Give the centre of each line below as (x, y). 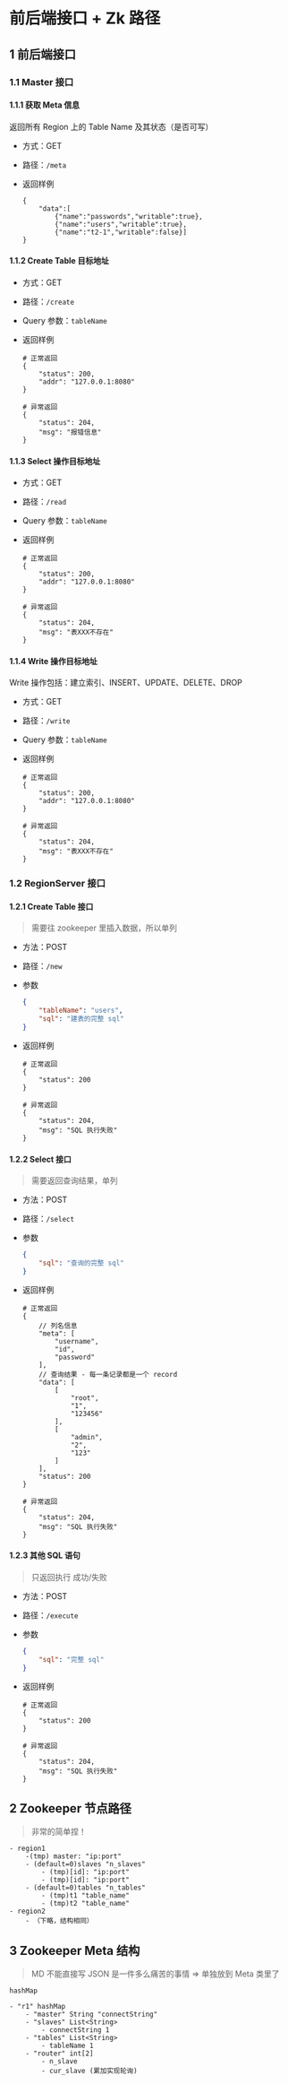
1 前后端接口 (43, 54)
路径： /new (42, 966)
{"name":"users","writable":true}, (121, 224)
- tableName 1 (68, 2046)
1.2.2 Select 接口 (40, 1159)
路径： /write (46, 721)
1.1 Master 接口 (42, 82)
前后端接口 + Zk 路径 (85, 18)
